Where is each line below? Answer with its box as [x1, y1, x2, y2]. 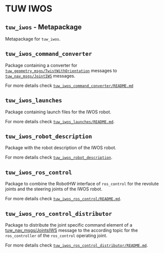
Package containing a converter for [5, 62, 78, 68]
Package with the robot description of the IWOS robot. [5, 145, 117, 151]
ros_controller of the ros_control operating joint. [5, 233, 108, 239]
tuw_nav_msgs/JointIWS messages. [5, 73, 76, 79]
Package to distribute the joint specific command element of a [5, 222, 133, 228]
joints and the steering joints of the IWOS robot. [5, 186, 103, 192]
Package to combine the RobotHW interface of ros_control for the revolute [5, 181, 159, 187]
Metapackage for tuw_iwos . [5, 36, 61, 42]
